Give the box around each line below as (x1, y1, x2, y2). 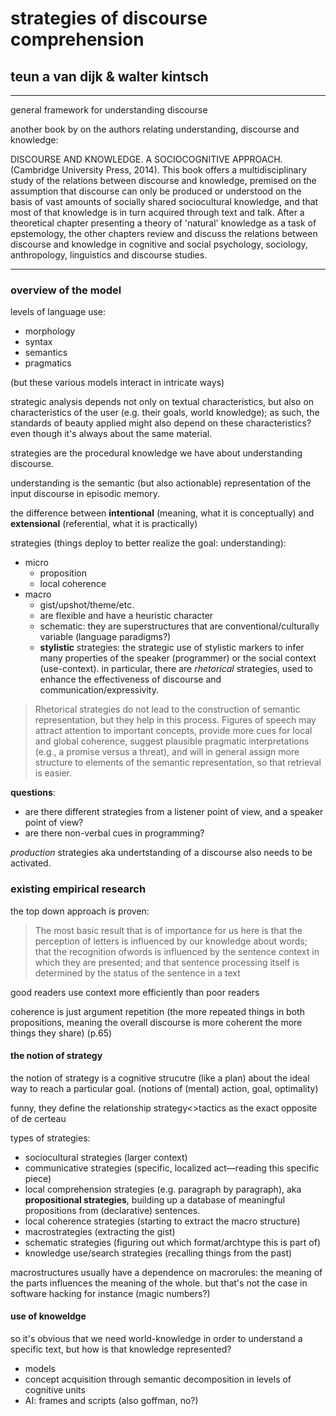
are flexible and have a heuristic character (39, 610, 214, 622)
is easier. (34, 767, 73, 779)
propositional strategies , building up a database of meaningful (24, 1193, 286, 1206)
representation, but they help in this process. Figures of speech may (34, 714, 317, 726)
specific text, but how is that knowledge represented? (10, 1343, 232, 1355)
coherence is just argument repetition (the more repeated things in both (10, 1005, 305, 1017)
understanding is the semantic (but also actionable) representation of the (10, 477, 312, 489)
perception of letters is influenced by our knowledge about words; (34, 935, 308, 947)
